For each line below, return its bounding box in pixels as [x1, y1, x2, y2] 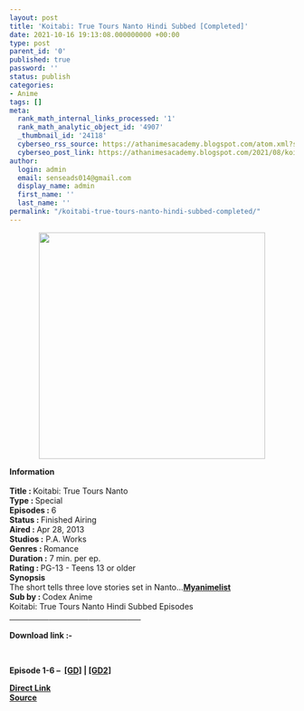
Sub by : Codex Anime [9, 591, 93, 602]
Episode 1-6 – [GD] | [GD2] [9, 665, 111, 676]
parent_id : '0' [9, 47, 67, 56]
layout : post [9, 13, 59, 23]
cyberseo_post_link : [17, 148, 95, 157]
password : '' [9, 64, 59, 73]
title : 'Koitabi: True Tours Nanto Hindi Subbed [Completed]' [9, 22, 249, 31]
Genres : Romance [9, 543, 80, 553]
